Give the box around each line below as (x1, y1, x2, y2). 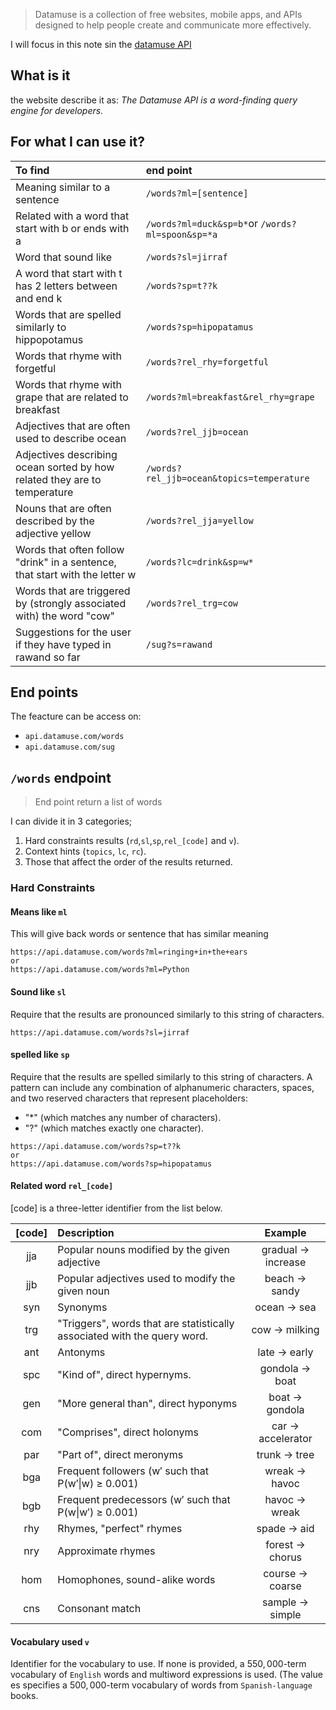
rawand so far (15, 650, 81, 664)
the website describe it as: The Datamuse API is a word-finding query (10, 94, 298, 106)
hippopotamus (15, 332, 84, 346)
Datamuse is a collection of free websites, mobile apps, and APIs (34, 9, 303, 20)
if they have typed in (15, 637, 112, 651)
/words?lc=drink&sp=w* (145, 556, 254, 568)
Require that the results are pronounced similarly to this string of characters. (10, 1008, 325, 1020)
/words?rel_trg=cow (145, 597, 239, 609)
